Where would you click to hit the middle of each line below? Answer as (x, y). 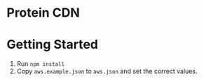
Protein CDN (43, 13)
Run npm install (41, 64)
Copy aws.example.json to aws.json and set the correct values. (107, 72)
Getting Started (53, 45)
